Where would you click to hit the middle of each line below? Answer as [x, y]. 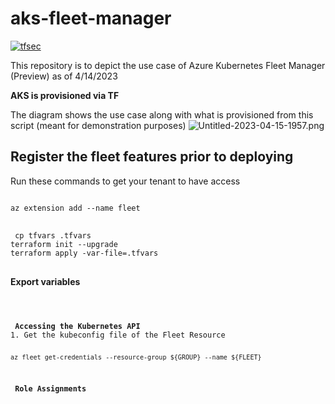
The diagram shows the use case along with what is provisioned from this [162, 114]
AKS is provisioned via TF [65, 95]
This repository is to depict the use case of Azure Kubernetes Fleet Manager [168, 65]
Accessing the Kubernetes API [77, 326]
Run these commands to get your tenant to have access [125, 181]
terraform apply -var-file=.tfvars [84, 253]
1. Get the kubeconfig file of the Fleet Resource [118, 335]
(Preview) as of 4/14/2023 [64, 76]
